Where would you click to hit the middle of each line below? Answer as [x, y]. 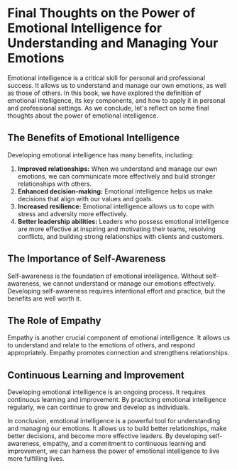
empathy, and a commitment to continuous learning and [124, 444]
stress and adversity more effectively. [73, 213]
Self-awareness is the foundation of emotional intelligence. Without [106, 276]
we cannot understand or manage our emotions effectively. [129, 283]
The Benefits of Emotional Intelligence [94, 138]
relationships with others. [55, 184]
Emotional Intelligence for [85, 28]
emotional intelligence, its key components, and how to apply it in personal [116, 100]
